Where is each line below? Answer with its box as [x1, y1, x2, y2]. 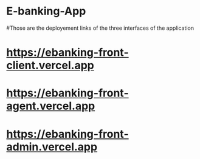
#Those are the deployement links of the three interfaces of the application [6, 24, 195, 32]
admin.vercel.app [6, 140, 98, 154]
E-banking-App [6, 4, 86, 18]
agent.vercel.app [6, 99, 95, 113]
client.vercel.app [6, 59, 94, 72]
